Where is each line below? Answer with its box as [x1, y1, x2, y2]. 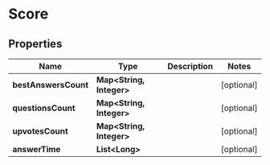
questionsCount [12, 102, 76, 113]
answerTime [12, 144, 61, 155]
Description [167, 61, 214, 72]
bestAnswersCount [12, 80, 89, 90]
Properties [8, 37, 63, 51]
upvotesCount [12, 126, 68, 137]
